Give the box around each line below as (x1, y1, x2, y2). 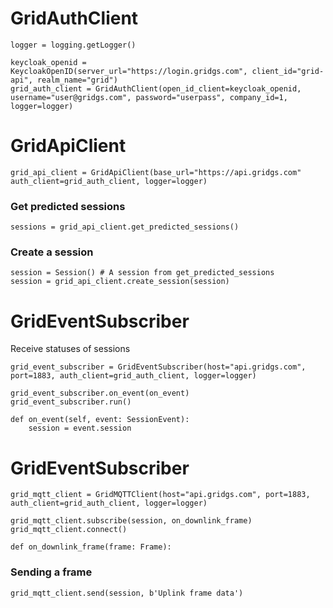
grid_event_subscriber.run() (10, 397, 132, 407)
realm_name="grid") (36, 75, 118, 85)
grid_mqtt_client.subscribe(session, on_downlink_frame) (10, 516, 253, 526)
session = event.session (28, 423, 132, 434)
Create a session (10, 245, 94, 259)
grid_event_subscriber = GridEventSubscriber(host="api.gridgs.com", (10, 362, 307, 372)
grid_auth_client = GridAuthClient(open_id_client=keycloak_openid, (10, 83, 302, 94)
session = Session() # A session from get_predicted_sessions (10, 268, 275, 278)
